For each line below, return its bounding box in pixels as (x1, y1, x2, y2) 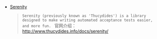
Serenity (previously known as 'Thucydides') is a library (22, 13, 147, 19)
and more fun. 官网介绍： (22, 23, 77, 29)
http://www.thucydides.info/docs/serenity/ (22, 28, 109, 34)
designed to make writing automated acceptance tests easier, (22, 18, 153, 23)
